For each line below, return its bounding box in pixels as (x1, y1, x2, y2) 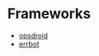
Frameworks (7, 5, 91, 23)
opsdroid (18, 31, 49, 40)
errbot (18, 39, 40, 48)
